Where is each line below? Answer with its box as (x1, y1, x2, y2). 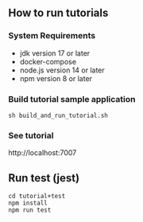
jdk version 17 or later (19, 48, 91, 58)
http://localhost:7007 (8, 148, 77, 158)
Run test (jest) (8, 171, 80, 185)
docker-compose (19, 56, 77, 66)
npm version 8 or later (19, 73, 93, 83)
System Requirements (8, 30, 96, 41)
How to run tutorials (8, 6, 109, 20)
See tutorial (8, 130, 54, 141)
